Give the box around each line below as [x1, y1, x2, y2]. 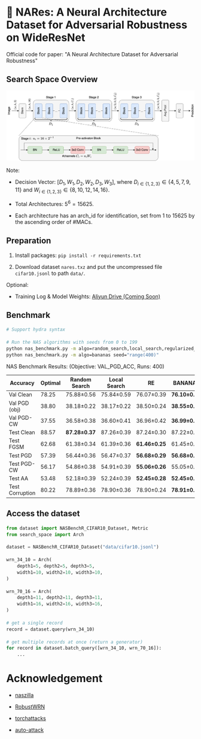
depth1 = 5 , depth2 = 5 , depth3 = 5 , [17, 563, 95, 570]
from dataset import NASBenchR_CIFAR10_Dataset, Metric [6, 525, 148, 531]
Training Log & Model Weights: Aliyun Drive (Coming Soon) [14, 293, 160, 300]
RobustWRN [14, 703, 45, 710]
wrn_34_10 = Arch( [6, 557, 52, 563]
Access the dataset [6, 508, 80, 519]
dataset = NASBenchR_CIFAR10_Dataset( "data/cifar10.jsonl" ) [6, 544, 160, 550]
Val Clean [8, 391, 33, 398]
